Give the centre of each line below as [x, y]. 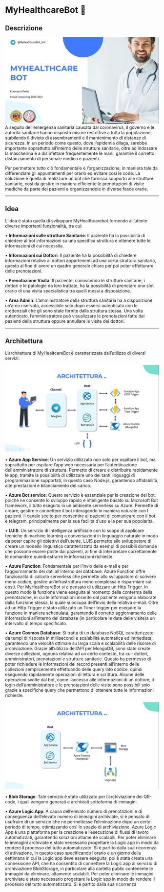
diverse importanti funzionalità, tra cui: [44, 226]
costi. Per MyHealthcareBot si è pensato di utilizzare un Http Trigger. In [76, 587]
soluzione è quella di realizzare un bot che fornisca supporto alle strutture [79, 179]
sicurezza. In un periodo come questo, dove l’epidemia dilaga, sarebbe [76, 143]
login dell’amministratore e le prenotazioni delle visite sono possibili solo [78, 685]
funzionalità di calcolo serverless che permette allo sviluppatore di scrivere [81, 576]
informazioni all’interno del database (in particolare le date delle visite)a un [80, 618]
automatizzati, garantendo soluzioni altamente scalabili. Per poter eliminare [81, 837]
